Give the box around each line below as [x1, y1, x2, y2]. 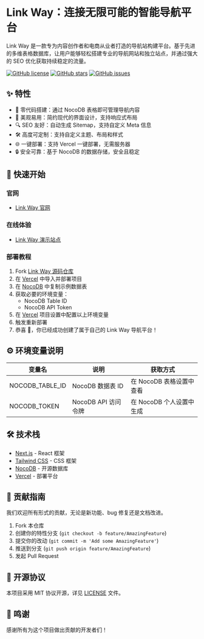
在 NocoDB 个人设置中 [130, 397, 194, 406]
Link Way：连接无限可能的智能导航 [6, 5, 181, 19]
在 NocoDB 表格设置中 [130, 377, 194, 386]
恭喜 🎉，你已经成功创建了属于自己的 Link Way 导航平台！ [15, 327, 158, 334]
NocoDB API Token [24, 304, 72, 311]
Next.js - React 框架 [15, 449, 65, 457]
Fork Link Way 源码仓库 [15, 267, 74, 275]
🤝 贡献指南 [6, 492, 46, 503]
